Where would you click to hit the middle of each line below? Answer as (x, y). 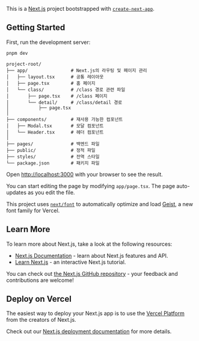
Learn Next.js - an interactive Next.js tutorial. (70, 262)
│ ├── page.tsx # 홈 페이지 (51, 83)
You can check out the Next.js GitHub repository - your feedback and (92, 274)
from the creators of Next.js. (41, 320)
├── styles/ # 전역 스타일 (53, 157)
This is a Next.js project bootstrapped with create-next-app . (81, 9)
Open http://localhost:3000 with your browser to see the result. (85, 174)
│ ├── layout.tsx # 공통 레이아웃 (55, 77)
